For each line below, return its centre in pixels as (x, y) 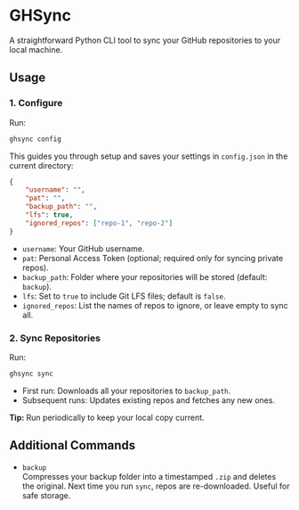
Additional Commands (73, 445)
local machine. (36, 49)
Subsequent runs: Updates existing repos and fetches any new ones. (149, 400)
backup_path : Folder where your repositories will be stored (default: (145, 276)
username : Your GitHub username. (83, 248)
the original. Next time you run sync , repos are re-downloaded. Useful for (156, 486)
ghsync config (36, 139)
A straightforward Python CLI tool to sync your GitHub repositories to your (145, 40)
